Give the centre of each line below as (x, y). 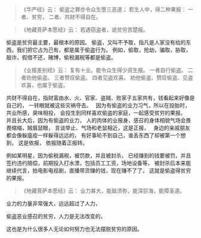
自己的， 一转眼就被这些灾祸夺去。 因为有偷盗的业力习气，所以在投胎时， (98, 105)
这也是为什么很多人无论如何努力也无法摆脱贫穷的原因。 (74, 229)
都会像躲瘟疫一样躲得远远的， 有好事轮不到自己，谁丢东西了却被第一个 (93, 135)
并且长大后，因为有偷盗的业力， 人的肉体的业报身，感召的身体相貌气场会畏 (99, 120)
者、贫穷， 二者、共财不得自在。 (61, 17)
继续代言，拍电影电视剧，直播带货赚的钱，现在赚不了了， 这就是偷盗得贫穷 (99, 171)
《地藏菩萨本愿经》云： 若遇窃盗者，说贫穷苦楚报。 (84, 30)
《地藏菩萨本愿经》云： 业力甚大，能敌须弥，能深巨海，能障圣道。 (103, 191)
